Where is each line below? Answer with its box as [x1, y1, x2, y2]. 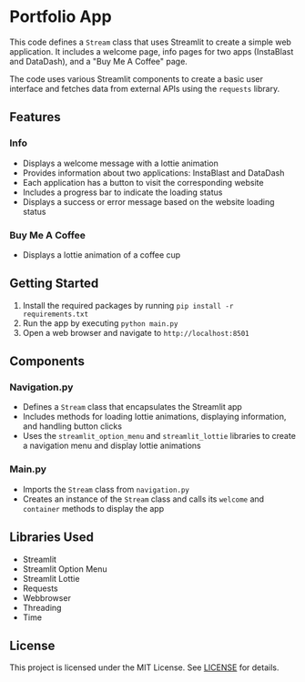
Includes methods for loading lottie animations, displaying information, [22, 412, 287, 422]
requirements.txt [22, 310, 89, 319]
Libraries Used [9, 530, 94, 545]
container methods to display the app [22, 503, 165, 514]
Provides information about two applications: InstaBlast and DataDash [22, 167, 285, 178]
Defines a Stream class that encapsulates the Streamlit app [22, 402, 243, 412]
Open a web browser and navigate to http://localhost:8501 [22, 327, 250, 338]
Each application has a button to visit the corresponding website [22, 177, 264, 188]
